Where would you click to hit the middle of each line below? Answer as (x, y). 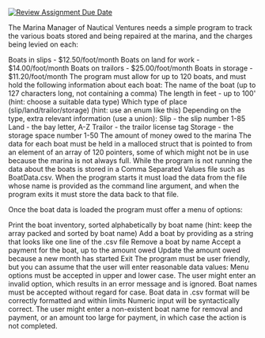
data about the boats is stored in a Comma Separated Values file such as (127, 169)
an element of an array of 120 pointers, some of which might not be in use (129, 152)
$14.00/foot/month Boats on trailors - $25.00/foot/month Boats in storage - (131, 68)
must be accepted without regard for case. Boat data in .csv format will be (129, 292)
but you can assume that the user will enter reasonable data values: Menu (129, 267)
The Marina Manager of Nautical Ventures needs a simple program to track (131, 27)
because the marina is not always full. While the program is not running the (131, 161)
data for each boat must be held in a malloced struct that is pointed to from (131, 144)
